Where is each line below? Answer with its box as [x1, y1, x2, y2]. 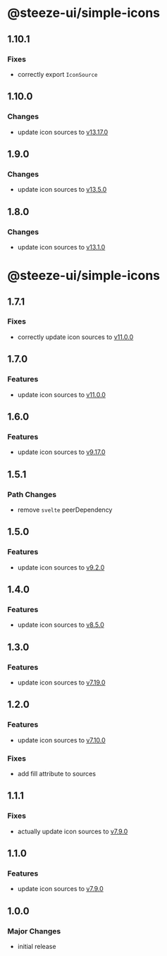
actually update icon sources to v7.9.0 [17, 827, 128, 835]
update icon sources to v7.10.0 [17, 735, 106, 744]
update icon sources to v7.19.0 [17, 678, 106, 687]
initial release [17, 942, 56, 950]
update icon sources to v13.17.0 [17, 128, 109, 136]
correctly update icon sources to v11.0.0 [17, 333, 134, 341]
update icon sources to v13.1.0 [17, 243, 106, 251]
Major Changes [7, 926, 61, 936]
